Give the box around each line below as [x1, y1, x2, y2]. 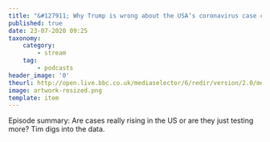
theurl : [8, 79, 35, 87]
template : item [8, 94, 59, 102]
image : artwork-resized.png [8, 86, 103, 95]
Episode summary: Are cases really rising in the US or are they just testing [8, 116, 254, 125]
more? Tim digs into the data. [8, 124, 105, 134]
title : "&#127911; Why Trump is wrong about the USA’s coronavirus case [8, 11, 257, 20]
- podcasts [37, 64, 74, 72]
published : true [8, 19, 63, 27]
